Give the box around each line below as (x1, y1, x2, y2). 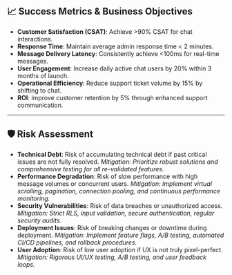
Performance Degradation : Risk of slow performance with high (17, 172, 198, 180)
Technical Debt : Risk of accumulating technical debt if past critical (17, 150, 207, 158)
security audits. (17, 216, 62, 225)
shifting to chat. (17, 86, 62, 95)
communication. (17, 101, 64, 109)
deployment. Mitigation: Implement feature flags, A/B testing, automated (17, 231, 224, 239)
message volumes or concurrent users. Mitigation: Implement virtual (17, 179, 213, 188)
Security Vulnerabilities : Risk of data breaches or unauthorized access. (17, 201, 223, 209)
